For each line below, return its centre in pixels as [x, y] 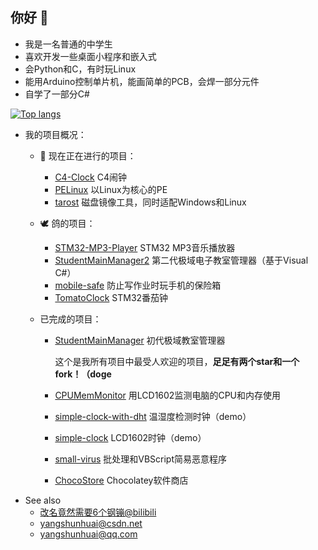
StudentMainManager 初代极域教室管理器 [140, 340]
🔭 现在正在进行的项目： [88, 155]
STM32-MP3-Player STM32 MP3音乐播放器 [145, 247]
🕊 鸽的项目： [67, 223]
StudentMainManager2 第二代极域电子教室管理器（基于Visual [181, 260]
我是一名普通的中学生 [68, 44]
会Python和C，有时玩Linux [80, 69]
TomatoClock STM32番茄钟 [111, 297]
